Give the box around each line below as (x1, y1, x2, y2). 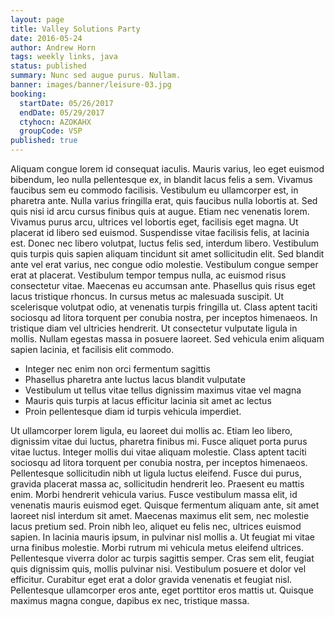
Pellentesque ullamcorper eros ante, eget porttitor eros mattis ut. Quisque (10, 584, 314, 596)
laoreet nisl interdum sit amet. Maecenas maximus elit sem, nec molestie (10, 510, 310, 521)
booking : (10, 89, 47, 99)
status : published (10, 61, 87, 71)
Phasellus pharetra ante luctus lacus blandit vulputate (24, 374, 246, 385)
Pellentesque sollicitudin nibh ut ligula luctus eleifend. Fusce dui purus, (10, 467, 302, 479)
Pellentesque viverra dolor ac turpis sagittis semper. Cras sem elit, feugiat (10, 552, 315, 564)
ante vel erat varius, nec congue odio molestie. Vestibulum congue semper (10, 259, 319, 270)
